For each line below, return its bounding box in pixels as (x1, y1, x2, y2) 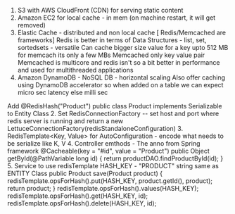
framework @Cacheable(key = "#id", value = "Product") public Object (7, 147, 210, 155)
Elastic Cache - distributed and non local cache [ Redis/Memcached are (17, 28, 227, 37)
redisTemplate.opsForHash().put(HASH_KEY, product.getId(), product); (7, 177, 213, 185)
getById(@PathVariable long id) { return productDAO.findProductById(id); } (7, 154, 224, 163)
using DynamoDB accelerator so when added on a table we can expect (17, 81, 224, 89)
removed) (17, 21, 46, 29)
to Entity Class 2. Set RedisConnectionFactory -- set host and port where (7, 109, 220, 118)
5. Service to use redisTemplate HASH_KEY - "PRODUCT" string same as (7, 162, 220, 170)
